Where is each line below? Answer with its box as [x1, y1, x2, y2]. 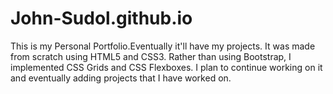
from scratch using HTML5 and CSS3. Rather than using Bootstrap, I [10, 50, 292, 62]
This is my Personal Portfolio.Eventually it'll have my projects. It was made [10, 40, 316, 52]
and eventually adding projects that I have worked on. [10, 72, 232, 84]
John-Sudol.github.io [10, 7, 193, 30]
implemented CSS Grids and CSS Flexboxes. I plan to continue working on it [10, 61, 323, 73]
